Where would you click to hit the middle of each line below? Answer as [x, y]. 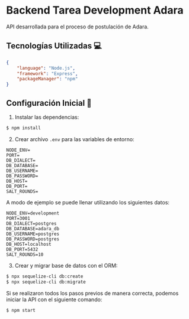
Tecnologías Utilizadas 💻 [54, 46]
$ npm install [24, 128]
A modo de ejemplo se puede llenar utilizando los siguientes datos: [88, 202]
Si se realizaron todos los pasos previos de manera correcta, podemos [92, 293]
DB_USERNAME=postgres [33, 234]
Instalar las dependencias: [47, 117]
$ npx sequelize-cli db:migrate [46, 282]
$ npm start [21, 310]
